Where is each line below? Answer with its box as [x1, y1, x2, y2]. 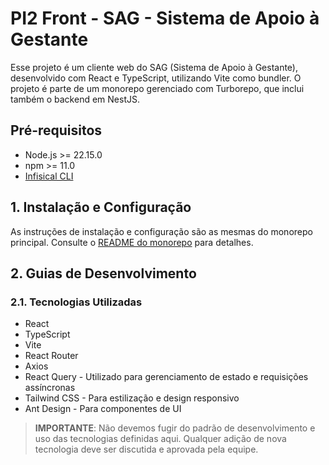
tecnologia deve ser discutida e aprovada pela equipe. [34, 443, 259, 456]
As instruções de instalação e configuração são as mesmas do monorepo [10, 225, 313, 237]
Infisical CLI [24, 170, 74, 182]
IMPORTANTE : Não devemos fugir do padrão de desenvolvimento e [34, 422, 316, 434]
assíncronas [24, 382, 76, 394]
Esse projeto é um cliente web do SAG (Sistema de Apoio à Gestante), [10, 61, 299, 73]
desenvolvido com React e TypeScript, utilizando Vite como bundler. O [10, 72, 302, 84]
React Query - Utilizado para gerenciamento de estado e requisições [24, 371, 309, 383]
